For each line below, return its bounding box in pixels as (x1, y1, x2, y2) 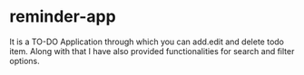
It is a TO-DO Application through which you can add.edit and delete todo (9, 36, 284, 47)
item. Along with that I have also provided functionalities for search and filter (9, 45, 295, 56)
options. (9, 55, 41, 66)
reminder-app (9, 6, 116, 27)
